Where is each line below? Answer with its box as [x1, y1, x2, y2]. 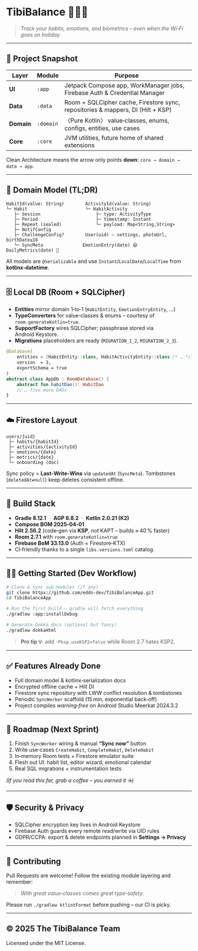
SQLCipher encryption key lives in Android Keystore [14, 821, 141, 828]
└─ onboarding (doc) [8, 460, 60, 466]
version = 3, [16, 360, 51, 365]
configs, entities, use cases [64, 124, 140, 132]
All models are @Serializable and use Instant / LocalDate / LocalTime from [6, 257, 181, 264]
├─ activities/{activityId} [8, 444, 78, 450]
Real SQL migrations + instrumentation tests [14, 765, 122, 772]
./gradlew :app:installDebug [6, 611, 78, 617]
